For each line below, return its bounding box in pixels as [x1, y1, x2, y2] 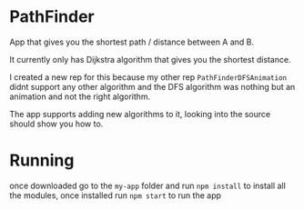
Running [9, 150, 75, 171]
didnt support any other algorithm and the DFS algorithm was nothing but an [9, 81, 296, 92]
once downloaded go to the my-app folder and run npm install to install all [9, 180, 287, 191]
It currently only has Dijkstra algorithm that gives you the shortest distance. [9, 54, 291, 65]
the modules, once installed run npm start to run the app [9, 189, 221, 201]
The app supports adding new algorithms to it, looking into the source [9, 108, 271, 119]
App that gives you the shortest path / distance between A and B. [9, 36, 255, 47]
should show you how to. [9, 118, 104, 129]
